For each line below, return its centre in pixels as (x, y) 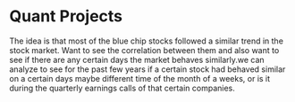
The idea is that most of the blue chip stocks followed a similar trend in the (147, 41)
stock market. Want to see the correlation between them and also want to (144, 50)
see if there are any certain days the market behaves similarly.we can (137, 59)
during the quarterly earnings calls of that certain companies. (122, 88)
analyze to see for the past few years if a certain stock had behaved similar (147, 69)
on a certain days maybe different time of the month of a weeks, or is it (140, 78)
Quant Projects (66, 16)
